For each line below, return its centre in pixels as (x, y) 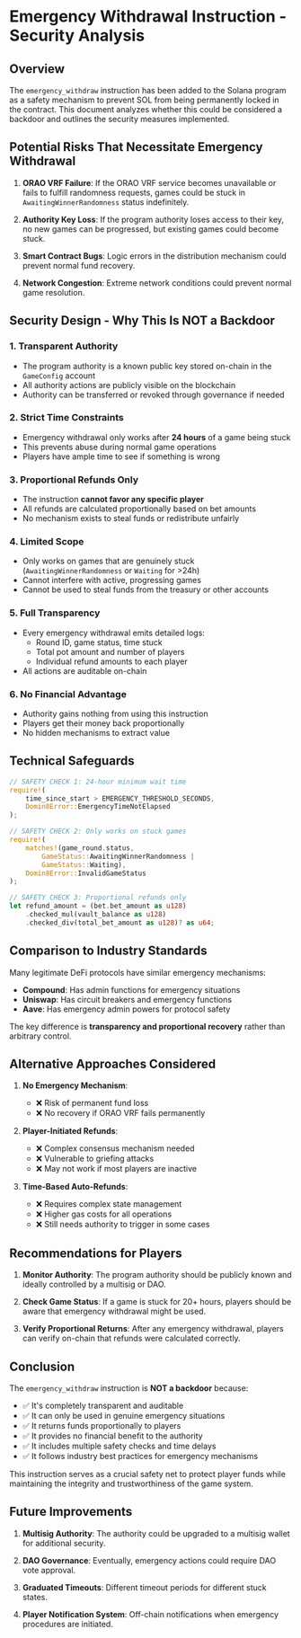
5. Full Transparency (55, 613)
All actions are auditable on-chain (84, 670)
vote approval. (49, 1570)
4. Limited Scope (47, 542)
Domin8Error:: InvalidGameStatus (86, 873)
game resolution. (53, 292)
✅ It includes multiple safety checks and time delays (119, 1446)
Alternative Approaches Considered (113, 1064)
